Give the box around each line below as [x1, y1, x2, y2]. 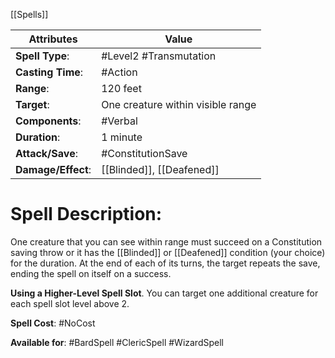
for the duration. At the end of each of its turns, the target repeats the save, [10, 257, 321, 269]
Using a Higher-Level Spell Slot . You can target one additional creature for [10, 287, 319, 299]
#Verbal [101, 114, 138, 128]
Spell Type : [15, 49, 70, 63]
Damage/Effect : [15, 163, 92, 176]
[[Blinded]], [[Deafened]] [101, 163, 220, 176]
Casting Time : [15, 65, 84, 79]
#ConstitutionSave [101, 147, 188, 160]
